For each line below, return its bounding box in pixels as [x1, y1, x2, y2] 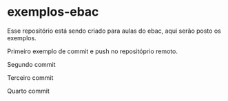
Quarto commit [7, 87, 50, 95]
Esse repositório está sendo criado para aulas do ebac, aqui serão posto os [7, 27, 222, 35]
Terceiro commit [7, 73, 54, 82]
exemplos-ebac [7, 4, 99, 20]
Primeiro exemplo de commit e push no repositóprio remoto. [7, 47, 178, 55]
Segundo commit [7, 60, 56, 68]
